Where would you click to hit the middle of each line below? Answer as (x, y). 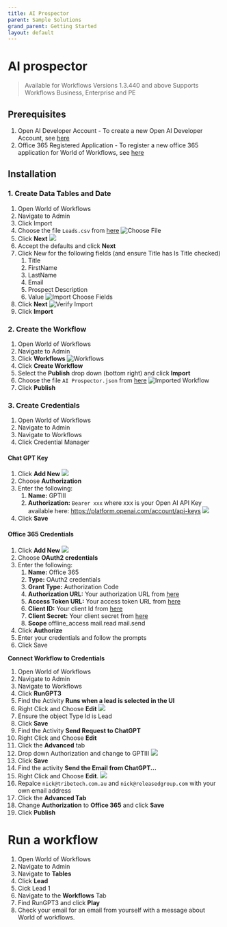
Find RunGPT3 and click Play (59, 902)
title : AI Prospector (39, 13)
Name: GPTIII (47, 496)
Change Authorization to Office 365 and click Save (91, 805)
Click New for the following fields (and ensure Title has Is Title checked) (119, 253)
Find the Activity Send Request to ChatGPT (79, 730)
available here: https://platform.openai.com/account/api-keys (114, 511)
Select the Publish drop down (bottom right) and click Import (104, 373)
